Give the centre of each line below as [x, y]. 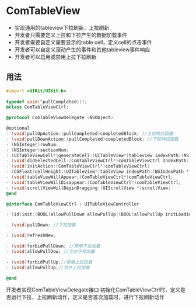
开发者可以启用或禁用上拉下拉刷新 [55, 57]
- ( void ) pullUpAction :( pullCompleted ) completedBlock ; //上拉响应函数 [90, 134]
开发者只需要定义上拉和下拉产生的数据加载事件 [71, 35]
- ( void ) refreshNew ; [31, 236]
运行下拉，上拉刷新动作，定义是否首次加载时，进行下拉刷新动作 [87, 297]
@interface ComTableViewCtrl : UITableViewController [73, 204]
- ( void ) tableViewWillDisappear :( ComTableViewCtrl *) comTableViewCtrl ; [94, 182]
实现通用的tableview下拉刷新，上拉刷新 [62, 27]
